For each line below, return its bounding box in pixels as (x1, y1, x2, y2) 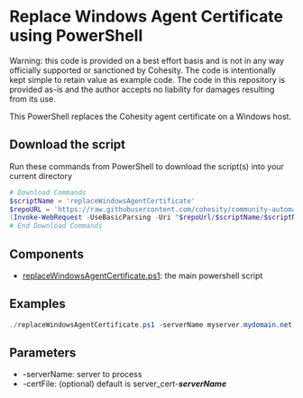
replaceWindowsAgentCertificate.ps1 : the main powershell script (22, 270, 263, 281)
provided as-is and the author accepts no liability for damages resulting (9, 84, 275, 95)
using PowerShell (9, 25, 143, 46)
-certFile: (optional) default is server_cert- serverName (22, 378, 227, 389)
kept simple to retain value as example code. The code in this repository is (9, 74, 286, 85)
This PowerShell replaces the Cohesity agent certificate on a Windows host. (9, 111, 291, 122)
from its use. (9, 93, 56, 104)
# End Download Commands (9, 222, 103, 231)
